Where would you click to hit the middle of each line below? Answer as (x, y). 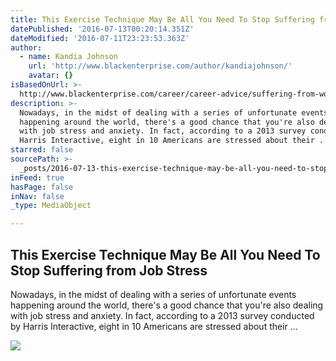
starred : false (42, 150)
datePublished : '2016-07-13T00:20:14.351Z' (102, 29)
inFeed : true (37, 177)
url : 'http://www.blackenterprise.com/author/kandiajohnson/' (160, 66)
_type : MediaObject (51, 206)
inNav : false (37, 196)
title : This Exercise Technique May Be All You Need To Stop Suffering (162, 19)
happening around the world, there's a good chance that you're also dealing (167, 305)
